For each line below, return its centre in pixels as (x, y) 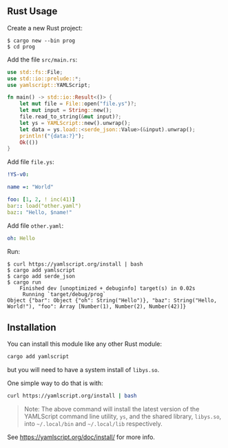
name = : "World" (30, 187)
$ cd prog (21, 47)
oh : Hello (21, 238)
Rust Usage (32, 11)
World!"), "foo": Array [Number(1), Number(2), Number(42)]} (97, 306)
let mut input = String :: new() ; (66, 110)
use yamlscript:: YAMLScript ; (49, 85)
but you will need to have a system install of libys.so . (83, 370)
